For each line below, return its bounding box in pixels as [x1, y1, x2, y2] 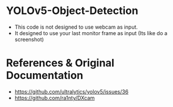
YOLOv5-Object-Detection [6, 4, 139, 18]
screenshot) [14, 36, 44, 43]
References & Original [6, 57, 114, 70]
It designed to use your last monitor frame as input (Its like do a [14, 29, 168, 36]
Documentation [6, 69, 84, 82]
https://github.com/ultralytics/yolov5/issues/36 [14, 88, 129, 95]
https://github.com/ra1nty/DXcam [14, 94, 95, 101]
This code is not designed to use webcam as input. [14, 23, 138, 30]
